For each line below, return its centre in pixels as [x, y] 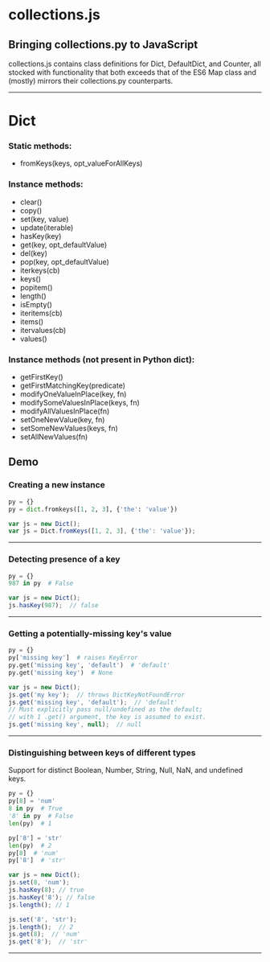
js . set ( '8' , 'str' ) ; [43, 919]
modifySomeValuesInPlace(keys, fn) [80, 403]
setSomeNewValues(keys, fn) [69, 429]
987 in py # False [41, 584]
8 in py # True [35, 809]
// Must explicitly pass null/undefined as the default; [106, 709]
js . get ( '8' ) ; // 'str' [48, 942]
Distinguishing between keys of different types [102, 753]
